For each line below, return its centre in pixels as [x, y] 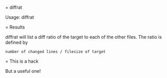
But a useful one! [23, 71]
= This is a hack [22, 61]
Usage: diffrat [20, 17]
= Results [15, 27]
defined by [17, 42]
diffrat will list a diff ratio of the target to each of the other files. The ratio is [83, 37]
